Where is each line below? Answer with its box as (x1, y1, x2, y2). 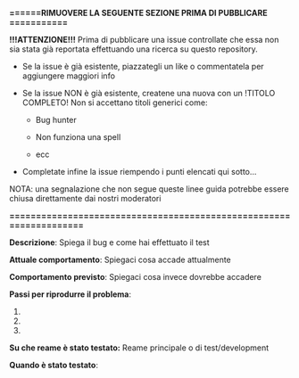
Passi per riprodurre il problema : (9, 289, 132, 300)
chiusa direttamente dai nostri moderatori (9, 193, 162, 203)
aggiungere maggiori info (21, 70, 116, 81)
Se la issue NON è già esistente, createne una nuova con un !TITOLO (21, 88, 276, 98)
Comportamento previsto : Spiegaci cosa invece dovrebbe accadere (9, 272, 262, 282)
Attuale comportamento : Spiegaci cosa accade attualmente (9, 254, 232, 265)
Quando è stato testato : (9, 360, 98, 370)
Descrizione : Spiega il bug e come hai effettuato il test (9, 237, 210, 248)
